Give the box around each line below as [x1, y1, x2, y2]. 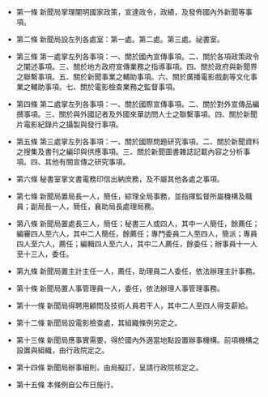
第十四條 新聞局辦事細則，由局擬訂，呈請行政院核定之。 [15, 363, 203, 372]
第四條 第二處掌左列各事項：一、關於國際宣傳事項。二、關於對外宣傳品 [15, 100, 253, 109]
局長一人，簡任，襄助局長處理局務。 [37, 202, 159, 211]
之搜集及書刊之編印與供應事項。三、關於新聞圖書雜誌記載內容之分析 [15, 147, 244, 156]
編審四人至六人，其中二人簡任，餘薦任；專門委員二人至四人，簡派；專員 [15, 229, 257, 238]
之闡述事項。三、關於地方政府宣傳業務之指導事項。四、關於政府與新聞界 [15, 62, 257, 71]
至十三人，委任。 [15, 250, 74, 258]
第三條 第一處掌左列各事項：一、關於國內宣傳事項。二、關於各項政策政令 [15, 52, 260, 61]
